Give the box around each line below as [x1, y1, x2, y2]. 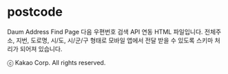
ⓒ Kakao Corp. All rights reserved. [7, 58, 106, 66]
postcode [7, 4, 63, 20]
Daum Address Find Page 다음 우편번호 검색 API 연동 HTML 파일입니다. [7, 27, 203, 36]
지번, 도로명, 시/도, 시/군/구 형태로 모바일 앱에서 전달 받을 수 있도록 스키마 [16, 36, 214, 45]
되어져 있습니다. [19, 45, 63, 53]
